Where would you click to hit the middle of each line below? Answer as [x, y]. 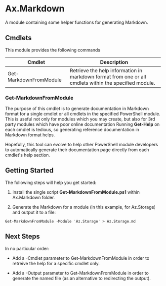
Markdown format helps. [30, 135]
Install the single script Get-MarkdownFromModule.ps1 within [76, 192]
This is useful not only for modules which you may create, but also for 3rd [80, 119]
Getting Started [29, 171]
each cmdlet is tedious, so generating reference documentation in [72, 130]
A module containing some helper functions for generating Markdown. [77, 22]
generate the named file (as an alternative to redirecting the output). [82, 278]
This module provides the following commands [53, 50]
